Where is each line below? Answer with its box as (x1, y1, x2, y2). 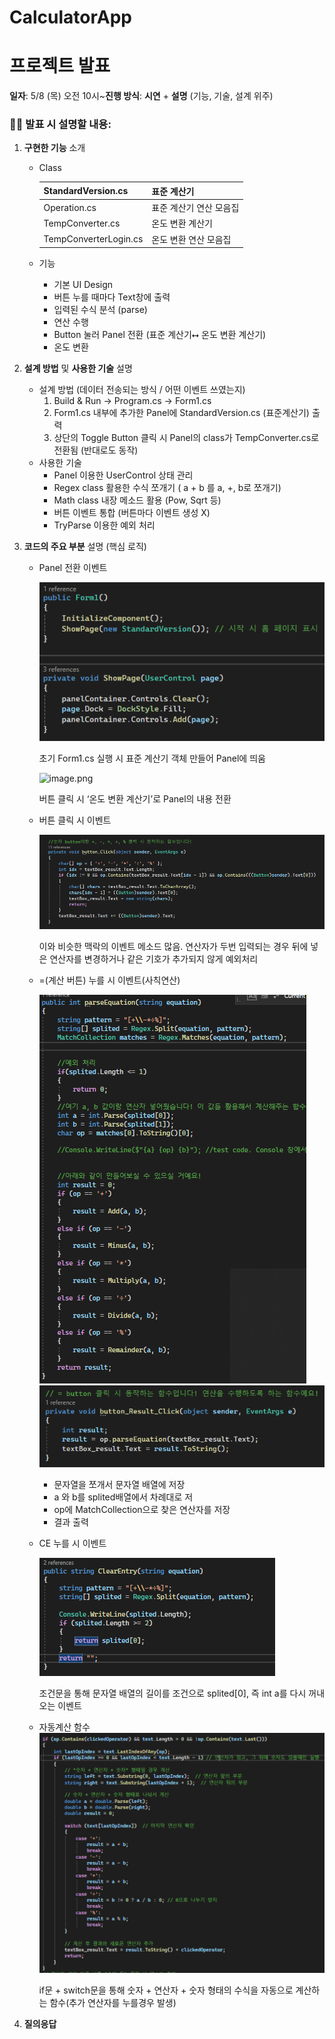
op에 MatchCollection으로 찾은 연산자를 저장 (53, 1503, 231, 1515)
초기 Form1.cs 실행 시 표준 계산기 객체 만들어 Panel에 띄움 (38, 752, 266, 764)
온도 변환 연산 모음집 (151, 233, 232, 245)
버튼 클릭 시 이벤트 (38, 814, 112, 826)
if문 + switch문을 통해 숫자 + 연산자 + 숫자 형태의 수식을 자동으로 (38, 1984, 294, 1996)
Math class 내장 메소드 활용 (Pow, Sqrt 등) (53, 494, 222, 506)
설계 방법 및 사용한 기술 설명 (23, 362, 133, 375)
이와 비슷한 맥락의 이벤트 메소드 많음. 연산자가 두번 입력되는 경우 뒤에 (38, 940, 309, 952)
